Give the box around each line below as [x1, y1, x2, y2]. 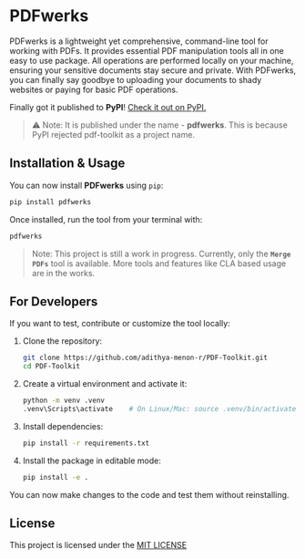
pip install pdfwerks [9, 197, 92, 206]
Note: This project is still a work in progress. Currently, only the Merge [31, 248, 291, 259]
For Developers [9, 294, 98, 309]
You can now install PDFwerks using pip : [9, 180, 164, 191]
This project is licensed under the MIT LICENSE [9, 540, 188, 551]
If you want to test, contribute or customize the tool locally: [9, 318, 230, 329]
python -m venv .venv [22, 396, 105, 406]
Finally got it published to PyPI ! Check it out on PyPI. [9, 101, 207, 112]
